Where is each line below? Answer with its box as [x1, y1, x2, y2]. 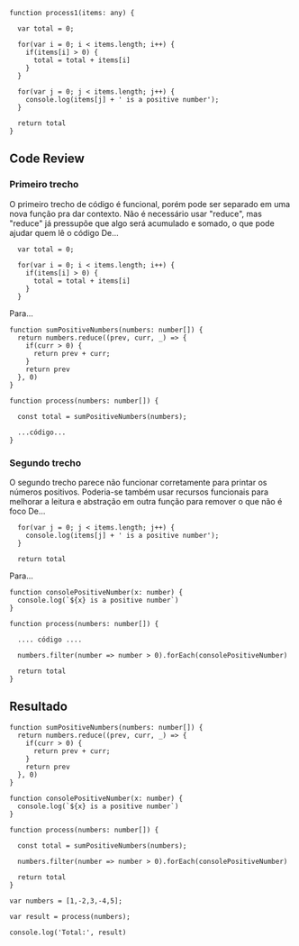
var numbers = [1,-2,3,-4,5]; [9, 896, 123, 905]
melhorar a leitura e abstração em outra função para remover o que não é [9, 496, 283, 506]
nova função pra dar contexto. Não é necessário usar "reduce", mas [9, 208, 263, 219]
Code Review [9, 151, 86, 167]
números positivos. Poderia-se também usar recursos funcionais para [9, 487, 268, 497]
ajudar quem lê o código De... [9, 227, 119, 238]
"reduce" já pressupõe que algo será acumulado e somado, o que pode [9, 217, 275, 229]
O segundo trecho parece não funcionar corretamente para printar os [9, 477, 267, 487]
